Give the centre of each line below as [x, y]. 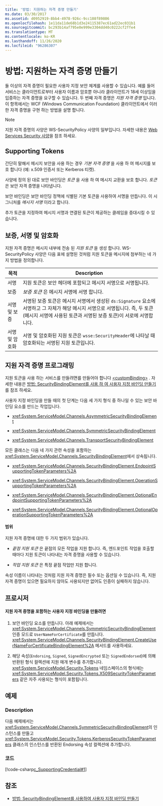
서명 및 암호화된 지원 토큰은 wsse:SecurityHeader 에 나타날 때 [89, 336]
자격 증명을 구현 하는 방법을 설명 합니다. [48, 110]
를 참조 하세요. [19, 390]
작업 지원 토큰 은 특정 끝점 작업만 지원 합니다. [55, 565]
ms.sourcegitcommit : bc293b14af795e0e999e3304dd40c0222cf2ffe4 [70, 28]
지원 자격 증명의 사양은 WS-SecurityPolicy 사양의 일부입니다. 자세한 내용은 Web [81, 130]
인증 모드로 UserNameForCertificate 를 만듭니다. [58, 634]
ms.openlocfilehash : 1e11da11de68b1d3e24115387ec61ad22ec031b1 [70, 23]
